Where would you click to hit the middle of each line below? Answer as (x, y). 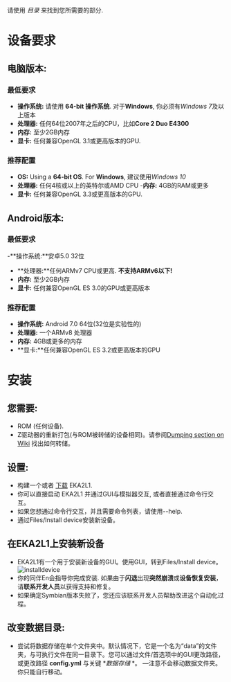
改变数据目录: (36, 628)
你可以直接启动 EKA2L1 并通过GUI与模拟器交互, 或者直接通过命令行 (112, 494)
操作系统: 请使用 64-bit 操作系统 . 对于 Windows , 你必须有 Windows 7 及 (118, 106)
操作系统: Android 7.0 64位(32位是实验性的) (79, 324)
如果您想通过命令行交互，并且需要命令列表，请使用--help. (100, 511)
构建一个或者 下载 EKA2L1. (55, 485)
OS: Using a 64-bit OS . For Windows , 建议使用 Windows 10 (102, 177)
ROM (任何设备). (40, 426)
